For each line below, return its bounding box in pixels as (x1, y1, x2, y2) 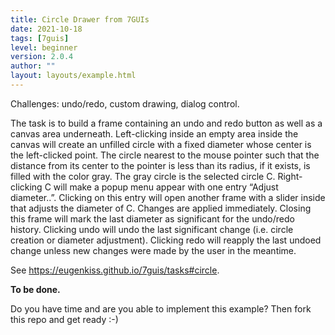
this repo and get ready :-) (10, 313, 119, 325)
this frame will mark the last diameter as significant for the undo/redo (10, 212, 295, 225)
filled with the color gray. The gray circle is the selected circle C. (10, 170, 276, 182)
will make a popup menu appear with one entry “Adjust (53, 181, 279, 193)
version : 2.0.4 (10, 52, 74, 62)
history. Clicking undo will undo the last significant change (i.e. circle (10, 223, 294, 235)
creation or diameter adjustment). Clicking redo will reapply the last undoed (10, 234, 322, 246)
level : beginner (10, 42, 78, 53)
